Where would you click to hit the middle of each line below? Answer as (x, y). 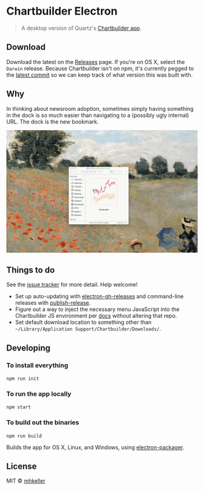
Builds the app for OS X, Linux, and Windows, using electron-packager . (95, 447)
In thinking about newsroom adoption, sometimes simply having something (100, 108)
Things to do (31, 270)
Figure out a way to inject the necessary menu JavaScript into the (97, 309)
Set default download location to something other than (83, 322)
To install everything (37, 365)
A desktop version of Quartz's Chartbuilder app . (81, 28)
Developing (28, 348)
